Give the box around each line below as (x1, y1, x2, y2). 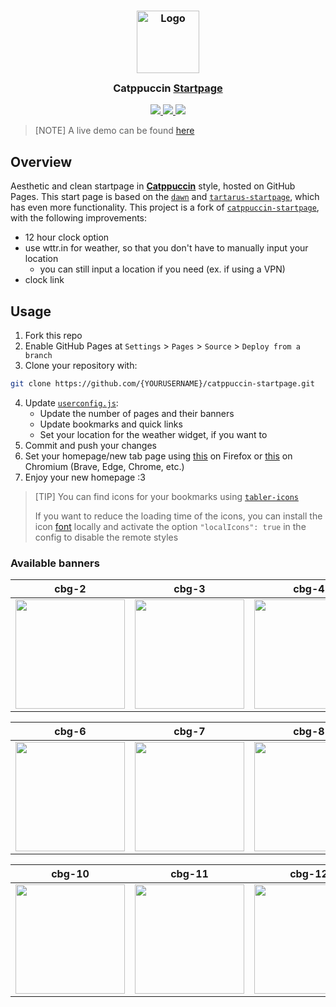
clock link (24, 274, 65, 286)
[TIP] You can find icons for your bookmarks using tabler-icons (34, 490, 299, 502)
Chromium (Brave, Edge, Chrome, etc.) (24, 460, 185, 472)
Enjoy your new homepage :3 (24, 471, 146, 483)
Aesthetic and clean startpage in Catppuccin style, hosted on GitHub (10, 180, 296, 192)
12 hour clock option (24, 231, 110, 244)
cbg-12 (289, 867, 328, 881)
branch (24, 350, 53, 360)
